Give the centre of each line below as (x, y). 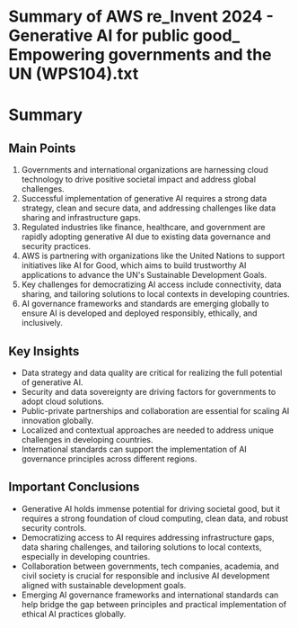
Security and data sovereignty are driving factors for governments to (149, 392)
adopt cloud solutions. (62, 401)
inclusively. (42, 323)
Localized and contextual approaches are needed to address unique (148, 430)
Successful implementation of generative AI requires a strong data (144, 199)
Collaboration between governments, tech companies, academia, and (150, 566)
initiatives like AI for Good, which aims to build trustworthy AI (134, 265)
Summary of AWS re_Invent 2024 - (141, 17)
